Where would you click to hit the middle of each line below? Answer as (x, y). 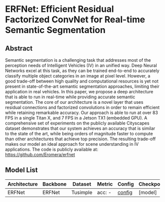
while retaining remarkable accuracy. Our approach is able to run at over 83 (82, 113)
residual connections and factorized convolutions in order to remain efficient (82, 107)
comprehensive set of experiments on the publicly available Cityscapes (77, 123)
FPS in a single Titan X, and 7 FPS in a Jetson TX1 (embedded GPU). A (76, 118)
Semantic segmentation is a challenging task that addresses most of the (78, 60)
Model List (21, 170)
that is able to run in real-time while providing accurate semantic (70, 97)
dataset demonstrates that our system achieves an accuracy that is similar (80, 128)
